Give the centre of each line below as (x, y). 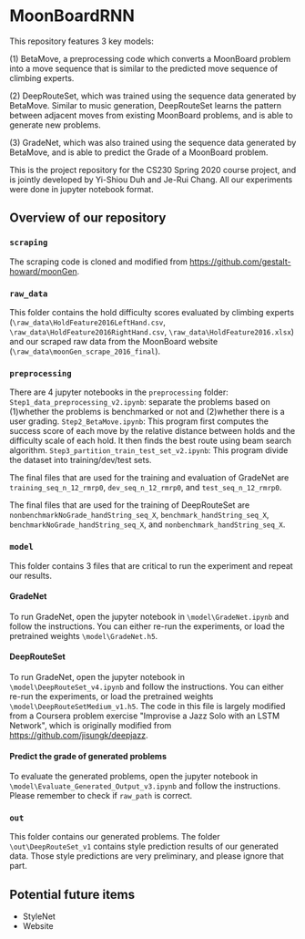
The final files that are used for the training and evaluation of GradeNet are (149, 478)
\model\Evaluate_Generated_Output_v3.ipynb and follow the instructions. (145, 786)
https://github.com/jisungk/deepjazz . (79, 735)
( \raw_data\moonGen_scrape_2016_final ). (85, 351)
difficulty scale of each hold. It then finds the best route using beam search (151, 441)
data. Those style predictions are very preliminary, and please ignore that (147, 856)
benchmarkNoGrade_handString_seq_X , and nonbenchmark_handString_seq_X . (147, 524)
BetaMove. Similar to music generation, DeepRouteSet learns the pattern (146, 105)
